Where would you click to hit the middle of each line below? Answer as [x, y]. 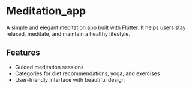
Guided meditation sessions [49, 67]
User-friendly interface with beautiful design [70, 79]
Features [23, 53]
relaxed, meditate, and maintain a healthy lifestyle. [68, 33]
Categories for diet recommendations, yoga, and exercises [87, 73]
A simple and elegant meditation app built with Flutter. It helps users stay [96, 27]
